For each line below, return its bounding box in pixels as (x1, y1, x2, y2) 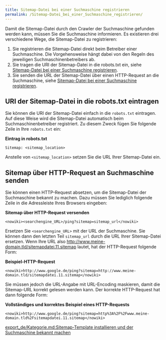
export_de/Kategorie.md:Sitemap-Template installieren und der (5, 324, 134, 331)
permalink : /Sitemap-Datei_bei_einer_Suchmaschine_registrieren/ (5, 12, 143, 17)
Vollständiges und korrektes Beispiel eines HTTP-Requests (5, 302, 130, 308)
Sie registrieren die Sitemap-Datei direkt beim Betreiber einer (12, 46, 137, 52)
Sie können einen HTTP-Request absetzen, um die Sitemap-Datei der (5, 189, 147, 195)
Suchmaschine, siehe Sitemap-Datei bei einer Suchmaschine (12, 78, 137, 84)
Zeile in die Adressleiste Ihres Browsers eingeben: (5, 200, 108, 206)
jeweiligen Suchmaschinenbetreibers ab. (12, 56, 96, 62)
